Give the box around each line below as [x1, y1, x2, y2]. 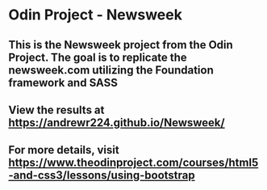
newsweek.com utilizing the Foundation [8, 63, 214, 77]
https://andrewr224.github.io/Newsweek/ [8, 116, 225, 129]
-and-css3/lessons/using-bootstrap [8, 168, 195, 183]
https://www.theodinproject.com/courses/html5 [8, 156, 259, 170]
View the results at [8, 103, 105, 116]
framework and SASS [8, 75, 119, 90]
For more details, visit [8, 143, 119, 157]
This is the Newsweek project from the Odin [8, 38, 234, 52]
